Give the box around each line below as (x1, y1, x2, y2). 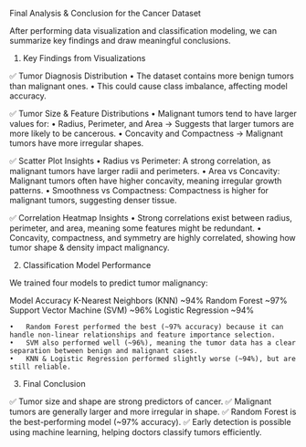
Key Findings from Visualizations (22, 53, 146, 63)
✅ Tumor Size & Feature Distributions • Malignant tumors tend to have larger (9, 109, 297, 119)
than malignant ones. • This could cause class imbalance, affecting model (9, 81, 288, 91)
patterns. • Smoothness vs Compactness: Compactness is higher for (9, 185, 269, 195)
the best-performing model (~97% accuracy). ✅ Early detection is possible (9, 417, 291, 427)
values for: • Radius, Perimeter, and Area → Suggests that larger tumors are (9, 119, 294, 129)
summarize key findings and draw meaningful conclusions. (9, 36, 231, 46)
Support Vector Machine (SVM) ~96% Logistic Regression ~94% (9, 305, 255, 316)
